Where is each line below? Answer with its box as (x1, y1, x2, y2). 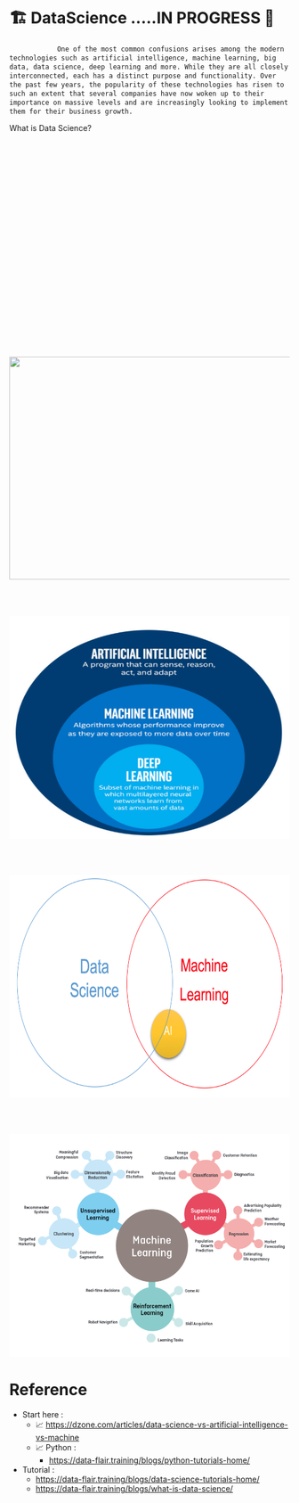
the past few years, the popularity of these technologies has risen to (9, 80, 285, 89)
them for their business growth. (9, 107, 133, 116)
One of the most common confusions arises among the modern (56, 45, 285, 53)
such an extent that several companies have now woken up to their (9, 89, 265, 98)
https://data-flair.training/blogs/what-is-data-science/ (35, 1482, 234, 1494)
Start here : (21, 1409, 64, 1419)
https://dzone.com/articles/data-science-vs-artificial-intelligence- (45, 1419, 289, 1430)
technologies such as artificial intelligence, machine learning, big (9, 53, 277, 62)
